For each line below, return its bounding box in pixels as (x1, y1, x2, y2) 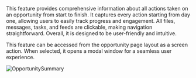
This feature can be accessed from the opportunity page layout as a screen (6, 41, 188, 48)
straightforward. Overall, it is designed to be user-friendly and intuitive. (6, 30, 177, 37)
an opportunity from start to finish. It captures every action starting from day (6, 11, 190, 18)
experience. (6, 54, 35, 60)
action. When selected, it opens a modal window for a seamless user (6, 48, 172, 55)
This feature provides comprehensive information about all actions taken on (6, 5, 188, 12)
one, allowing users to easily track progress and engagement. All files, (6, 18, 176, 24)
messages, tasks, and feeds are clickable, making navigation (6, 23, 153, 30)
